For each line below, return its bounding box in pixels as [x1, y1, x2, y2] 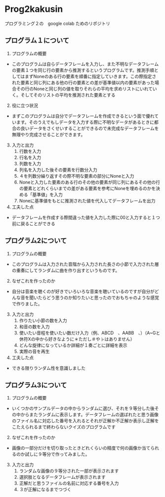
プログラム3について [4, 381, 67, 389]
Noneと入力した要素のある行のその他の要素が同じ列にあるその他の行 [19, 179, 160, 185]
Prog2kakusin [4, 3, 63, 15]
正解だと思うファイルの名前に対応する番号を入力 [19, 480, 119, 486]
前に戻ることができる [11, 220, 55, 226]
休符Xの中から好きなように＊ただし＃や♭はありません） [19, 336, 135, 342]
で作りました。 [11, 300, 42, 306]
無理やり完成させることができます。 [11, 131, 85, 137]
